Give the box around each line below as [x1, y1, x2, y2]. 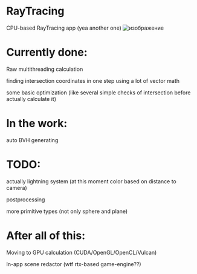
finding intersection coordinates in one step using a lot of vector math [6, 77, 180, 84]
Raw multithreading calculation [6, 65, 83, 73]
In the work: [6, 117, 68, 131]
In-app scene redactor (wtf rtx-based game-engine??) [6, 260, 141, 267]
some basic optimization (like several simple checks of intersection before [6, 89, 191, 96]
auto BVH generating [6, 136, 59, 143]
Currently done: [6, 45, 88, 59]
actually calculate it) [6, 95, 56, 102]
